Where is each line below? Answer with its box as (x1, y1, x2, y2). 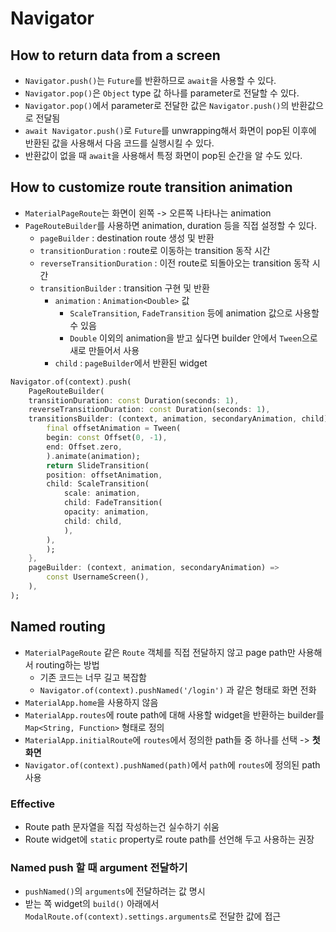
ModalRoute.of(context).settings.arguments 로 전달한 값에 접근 (24, 910, 282, 922)
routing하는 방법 (35, 658, 100, 671)
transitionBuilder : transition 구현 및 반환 (39, 282, 210, 294)
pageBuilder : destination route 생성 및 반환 (39, 232, 215, 244)
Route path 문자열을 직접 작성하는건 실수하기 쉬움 (24, 820, 220, 832)
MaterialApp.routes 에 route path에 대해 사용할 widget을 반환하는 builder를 (24, 708, 325, 721)
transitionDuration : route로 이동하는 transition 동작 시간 (39, 244, 271, 256)
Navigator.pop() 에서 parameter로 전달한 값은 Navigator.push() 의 (24, 100, 290, 111)
